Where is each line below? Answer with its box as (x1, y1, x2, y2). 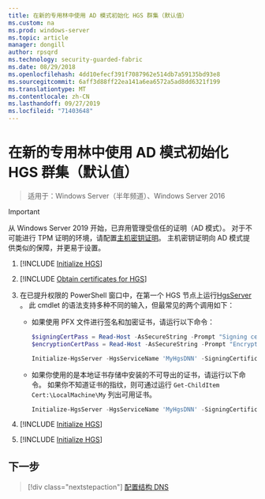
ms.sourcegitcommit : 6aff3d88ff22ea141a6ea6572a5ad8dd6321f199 (8, 77, 221, 85)
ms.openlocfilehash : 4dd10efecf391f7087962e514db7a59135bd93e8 (8, 70, 221, 78)
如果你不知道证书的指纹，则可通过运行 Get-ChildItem (47, 380, 220, 389)
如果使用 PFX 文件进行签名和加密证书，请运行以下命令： (31, 317, 215, 327)
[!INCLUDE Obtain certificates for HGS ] (19, 274, 147, 283)
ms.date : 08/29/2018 (8, 63, 77, 71)
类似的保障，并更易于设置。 (14, 243, 105, 252)
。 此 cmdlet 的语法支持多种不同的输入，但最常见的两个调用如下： (19, 300, 235, 309)
